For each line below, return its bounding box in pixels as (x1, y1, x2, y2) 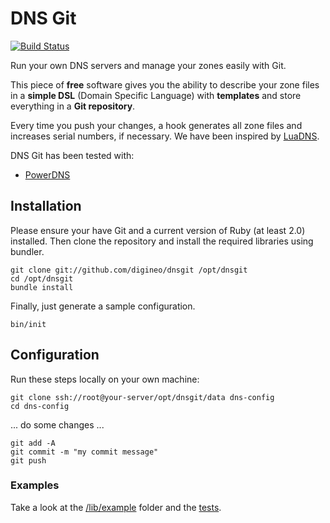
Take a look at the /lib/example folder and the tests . (10, 501, 222, 513)
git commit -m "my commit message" (10, 447, 159, 457)
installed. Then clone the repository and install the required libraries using (10, 235, 314, 247)
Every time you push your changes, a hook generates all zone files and (10, 119, 303, 131)
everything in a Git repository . (10, 100, 136, 112)
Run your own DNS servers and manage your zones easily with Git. (10, 59, 287, 71)
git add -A (10, 438, 56, 448)
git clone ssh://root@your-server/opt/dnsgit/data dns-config (10, 392, 275, 402)
